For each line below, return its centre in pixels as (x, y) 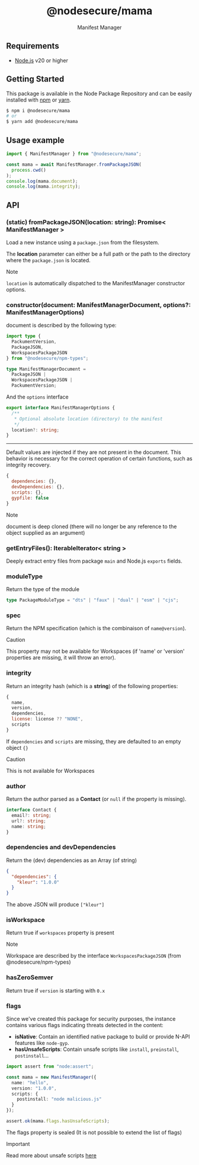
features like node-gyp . (42, 1043)
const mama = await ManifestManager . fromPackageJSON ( (74, 165)
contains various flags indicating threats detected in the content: (85, 1025)
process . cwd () (29, 170)
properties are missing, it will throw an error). (61, 658)
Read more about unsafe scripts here (51, 1155)
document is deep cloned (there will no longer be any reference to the (92, 526)
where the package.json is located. (48, 260)
